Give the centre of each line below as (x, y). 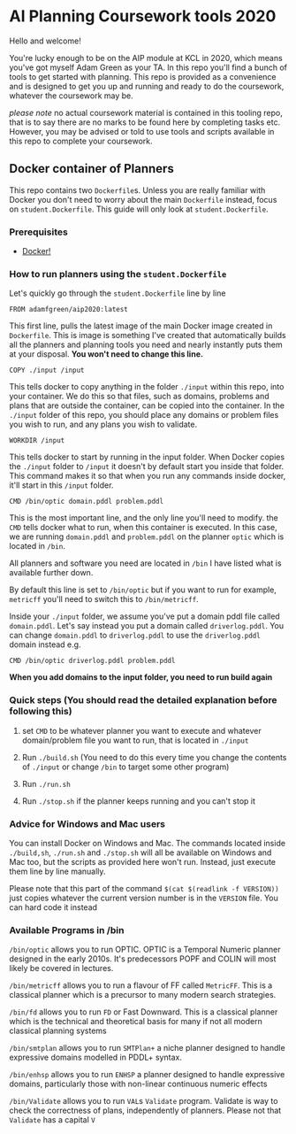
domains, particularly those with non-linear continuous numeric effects (138, 1084)
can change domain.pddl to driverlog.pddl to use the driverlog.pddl (135, 636)
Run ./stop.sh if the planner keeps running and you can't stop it (139, 801)
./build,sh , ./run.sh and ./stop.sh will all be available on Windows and (140, 852)
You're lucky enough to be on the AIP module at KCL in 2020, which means (146, 58)
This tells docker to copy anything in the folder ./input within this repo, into (147, 387)
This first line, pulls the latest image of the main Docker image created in (141, 326)
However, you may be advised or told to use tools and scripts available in (142, 131)
